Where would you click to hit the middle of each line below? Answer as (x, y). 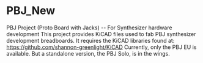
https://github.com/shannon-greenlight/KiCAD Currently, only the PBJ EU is (102, 47)
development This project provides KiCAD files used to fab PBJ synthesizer (101, 34)
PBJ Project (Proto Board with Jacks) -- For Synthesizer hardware (89, 28)
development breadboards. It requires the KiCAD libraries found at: (90, 40)
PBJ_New (31, 11)
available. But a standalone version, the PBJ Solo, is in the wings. (88, 53)
